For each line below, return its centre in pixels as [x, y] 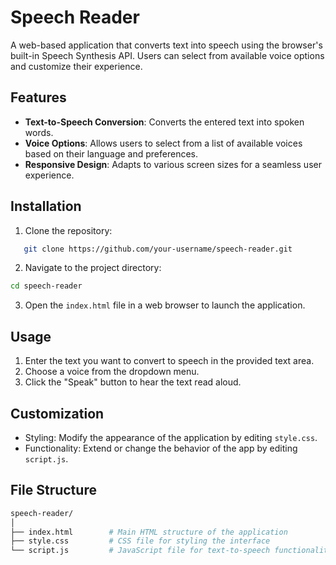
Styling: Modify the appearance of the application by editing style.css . [171, 437]
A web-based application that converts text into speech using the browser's [166, 45]
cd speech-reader [46, 286]
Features [38, 97]
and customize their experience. [76, 66]
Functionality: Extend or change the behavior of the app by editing [161, 448]
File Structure [53, 490]
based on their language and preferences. [111, 153]
